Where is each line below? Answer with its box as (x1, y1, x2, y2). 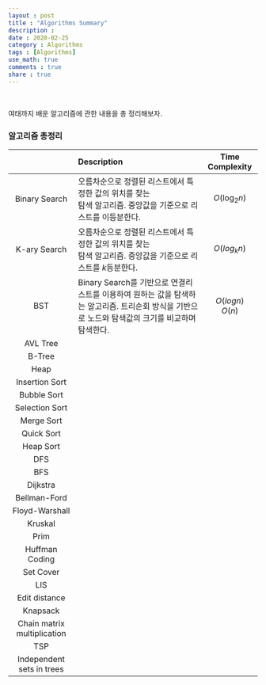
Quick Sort (21, 428, 62, 439)
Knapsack (22, 605, 60, 616)
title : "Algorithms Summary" (8, 19, 108, 27)
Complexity (207, 161, 253, 172)
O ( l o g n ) (215, 295, 245, 306)
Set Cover (22, 566, 60, 577)
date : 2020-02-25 (8, 33, 69, 42)
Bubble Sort (19, 389, 63, 400)
